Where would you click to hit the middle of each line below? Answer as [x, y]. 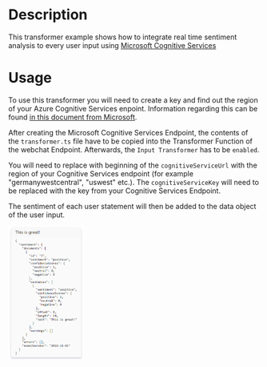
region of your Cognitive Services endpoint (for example [101, 173]
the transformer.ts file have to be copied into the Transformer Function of [131, 141]
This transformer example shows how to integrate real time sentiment [123, 37]
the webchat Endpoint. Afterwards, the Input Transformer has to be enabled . [134, 149]
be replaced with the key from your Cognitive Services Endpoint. [115, 191]
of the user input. [37, 215]
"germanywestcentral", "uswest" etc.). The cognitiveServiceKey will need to [134, 182]
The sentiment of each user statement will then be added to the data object [132, 206]
